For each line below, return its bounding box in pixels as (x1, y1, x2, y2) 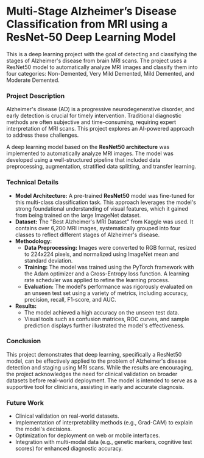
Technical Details (6, 178, 59, 187)
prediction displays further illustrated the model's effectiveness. (24, 322, 185, 329)
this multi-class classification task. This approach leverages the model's (15, 198, 197, 206)
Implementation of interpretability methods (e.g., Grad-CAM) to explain (15, 419, 193, 426)
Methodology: (15, 237, 52, 245)
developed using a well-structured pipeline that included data (6, 156, 161, 164)
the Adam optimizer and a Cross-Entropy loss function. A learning (24, 270, 190, 277)
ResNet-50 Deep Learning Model (6, 31, 176, 44)
